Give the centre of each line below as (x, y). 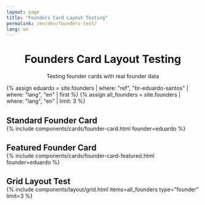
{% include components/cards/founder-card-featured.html (80, 155)
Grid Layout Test (39, 181)
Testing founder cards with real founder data (103, 76)
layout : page (23, 12)
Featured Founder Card (51, 147)
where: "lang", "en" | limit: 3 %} (46, 101)
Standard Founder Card (52, 120)
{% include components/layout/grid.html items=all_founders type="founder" (102, 190)
